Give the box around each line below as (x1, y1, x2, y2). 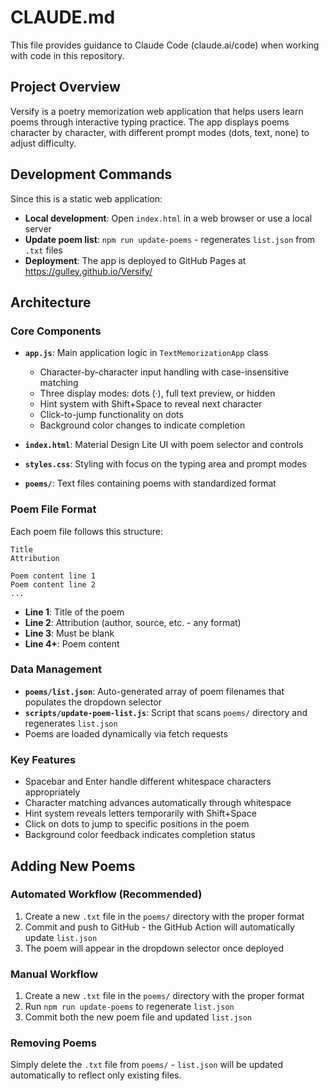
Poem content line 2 (10, 579, 97, 590)
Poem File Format (10, 502, 97, 516)
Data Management (10, 662, 103, 676)
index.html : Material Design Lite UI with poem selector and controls (24, 439, 304, 451)
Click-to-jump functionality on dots (39, 409, 184, 421)
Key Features (10, 752, 77, 766)
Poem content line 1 (10, 571, 97, 581)
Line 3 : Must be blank (24, 627, 115, 639)
